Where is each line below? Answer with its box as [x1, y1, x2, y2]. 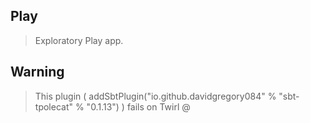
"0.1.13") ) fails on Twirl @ [86, 100, 191, 113]
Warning [10, 64, 65, 81]
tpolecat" [34, 100, 73, 113]
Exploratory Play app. [34, 34, 124, 46]
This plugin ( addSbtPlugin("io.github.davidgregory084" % [34, 90, 277, 102]
